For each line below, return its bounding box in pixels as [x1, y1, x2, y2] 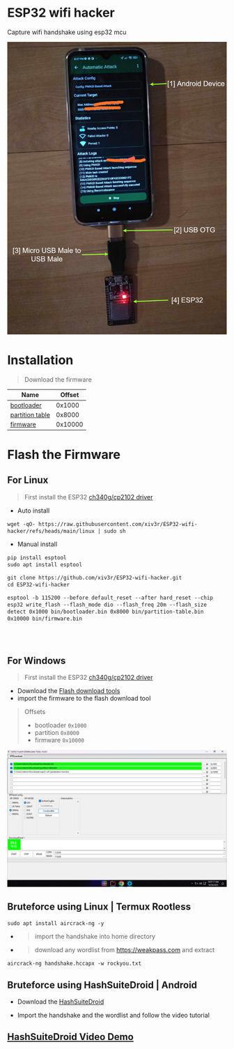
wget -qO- [7, 520, 36, 527]
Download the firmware [24, 375, 92, 384]
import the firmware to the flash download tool [17, 694, 151, 703]
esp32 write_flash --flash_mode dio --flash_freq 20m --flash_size [7, 601, 208, 608]
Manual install [17, 540, 58, 548]
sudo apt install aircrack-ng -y [7, 920, 104, 927]
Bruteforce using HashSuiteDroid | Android [7, 979, 197, 990]
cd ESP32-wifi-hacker [7, 581, 70, 588]
